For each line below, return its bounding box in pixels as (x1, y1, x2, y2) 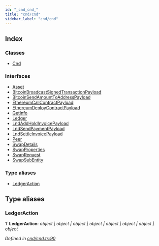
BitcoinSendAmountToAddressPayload (12, 94, 91, 100)
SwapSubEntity (12, 157, 43, 163)
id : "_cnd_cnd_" (5, 7, 38, 12)
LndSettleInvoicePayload (12, 131, 63, 137)
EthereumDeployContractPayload (12, 105, 80, 111)
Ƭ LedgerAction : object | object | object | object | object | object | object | (5, 221, 154, 227)
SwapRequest (12, 152, 41, 158)
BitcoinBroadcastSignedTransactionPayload (12, 89, 102, 95)
